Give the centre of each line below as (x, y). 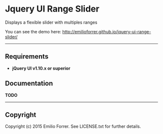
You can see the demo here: (33, 31)
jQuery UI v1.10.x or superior (41, 68)
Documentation (29, 83)
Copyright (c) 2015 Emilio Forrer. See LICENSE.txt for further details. (73, 126)
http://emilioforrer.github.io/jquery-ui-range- (107, 31)
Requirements (27, 57)
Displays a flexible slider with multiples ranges (51, 22)
